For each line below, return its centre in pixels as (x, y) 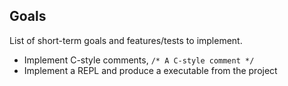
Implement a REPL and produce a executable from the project (150, 70)
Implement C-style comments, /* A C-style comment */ (139, 60)
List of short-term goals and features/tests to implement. (126, 40)
